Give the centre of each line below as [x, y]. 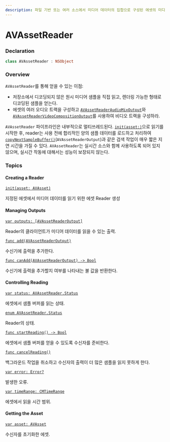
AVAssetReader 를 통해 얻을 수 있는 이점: [44, 86]
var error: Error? [25, 372]
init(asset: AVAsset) [28, 188]
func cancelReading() [28, 352]
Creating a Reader [25, 178]
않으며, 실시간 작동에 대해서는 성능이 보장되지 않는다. [57, 152]
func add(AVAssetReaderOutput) [38, 241]
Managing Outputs [25, 210]
